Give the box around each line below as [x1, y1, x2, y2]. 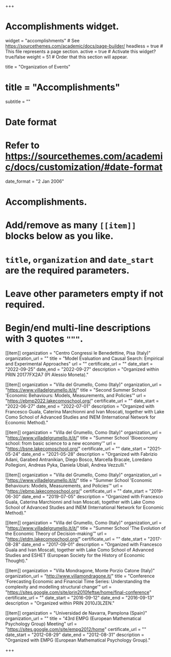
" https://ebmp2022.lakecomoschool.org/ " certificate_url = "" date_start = [5, 398, 159, 404]
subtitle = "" [5, 98, 31, 105]
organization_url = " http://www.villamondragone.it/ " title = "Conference [5, 573, 155, 579]
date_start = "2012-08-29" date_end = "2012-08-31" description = [5, 631, 145, 638]
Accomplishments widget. [5, 21, 119, 32]
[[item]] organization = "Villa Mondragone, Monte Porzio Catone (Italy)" [5, 567, 155, 573]
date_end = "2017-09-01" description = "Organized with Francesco [21, 541, 162, 547]
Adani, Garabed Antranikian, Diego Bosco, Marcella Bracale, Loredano [5, 456, 153, 463]
